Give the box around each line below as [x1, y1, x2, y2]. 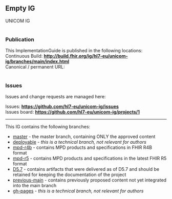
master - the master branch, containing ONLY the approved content [12, 134, 156, 140]
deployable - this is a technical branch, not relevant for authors [12, 139, 147, 145]
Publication [5, 36, 34, 43]
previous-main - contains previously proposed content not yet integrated [12, 177, 167, 183]
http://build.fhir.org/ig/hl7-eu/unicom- [44, 53, 128, 59]
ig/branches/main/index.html [5, 58, 70, 64]
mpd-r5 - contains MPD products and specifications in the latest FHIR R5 [12, 156, 167, 162]
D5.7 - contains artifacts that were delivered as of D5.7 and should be [12, 166, 160, 172]
